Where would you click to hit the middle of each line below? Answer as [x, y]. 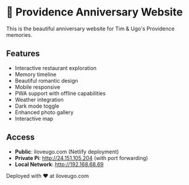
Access [20, 137]
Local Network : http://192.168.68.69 [59, 164]
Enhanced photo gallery [44, 112]
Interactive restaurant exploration [56, 68]
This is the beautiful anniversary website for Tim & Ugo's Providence [90, 29]
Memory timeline [35, 74]
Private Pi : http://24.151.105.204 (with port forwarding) [81, 158]
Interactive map [34, 118]
